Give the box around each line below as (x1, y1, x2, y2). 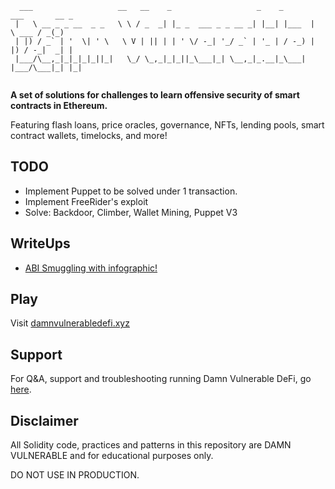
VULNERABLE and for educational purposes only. (10, 450, 214, 462)
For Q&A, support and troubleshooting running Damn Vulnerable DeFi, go (10, 373, 312, 385)
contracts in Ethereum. (10, 100, 108, 111)
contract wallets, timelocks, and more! (10, 130, 168, 141)
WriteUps (10, 235, 71, 252)
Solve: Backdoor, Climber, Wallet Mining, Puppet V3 (24, 206, 238, 218)
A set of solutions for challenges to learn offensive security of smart (10, 89, 300, 101)
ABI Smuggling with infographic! (24, 262, 158, 274)
